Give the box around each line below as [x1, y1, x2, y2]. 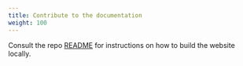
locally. [8, 49, 31, 58]
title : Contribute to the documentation [8, 11, 143, 20]
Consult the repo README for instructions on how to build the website [8, 40, 236, 49]
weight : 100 [8, 19, 47, 27]
